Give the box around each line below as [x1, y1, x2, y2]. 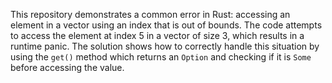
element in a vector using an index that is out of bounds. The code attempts [10, 19, 323, 31]
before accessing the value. [10, 62, 125, 73]
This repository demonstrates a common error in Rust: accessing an [10, 9, 291, 20]
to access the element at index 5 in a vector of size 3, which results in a [10, 30, 305, 41]
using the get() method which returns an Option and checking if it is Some [10, 51, 312, 63]
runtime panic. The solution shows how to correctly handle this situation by [10, 40, 320, 52]
